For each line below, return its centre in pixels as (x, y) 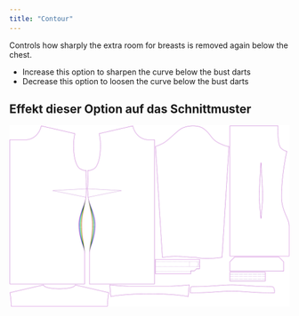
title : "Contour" (41, 19)
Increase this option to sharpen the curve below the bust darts (136, 72)
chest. (21, 54)
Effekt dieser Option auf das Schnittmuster (130, 110)
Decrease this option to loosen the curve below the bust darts (135, 81)
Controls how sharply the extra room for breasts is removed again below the (149, 45)
